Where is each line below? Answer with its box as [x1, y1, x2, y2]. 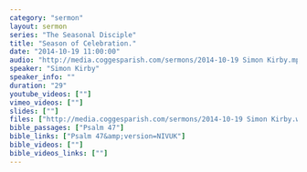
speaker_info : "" [9, 73, 76, 82]
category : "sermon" [9, 13, 84, 23]
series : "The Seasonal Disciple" [9, 30, 137, 39]
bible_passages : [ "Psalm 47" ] [9, 124, 125, 133]
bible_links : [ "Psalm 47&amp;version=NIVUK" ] [9, 132, 185, 141]
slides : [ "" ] [9, 106, 59, 116]
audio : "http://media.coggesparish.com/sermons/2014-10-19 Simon [9, 56, 263, 65]
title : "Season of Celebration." [9, 38, 137, 48]
